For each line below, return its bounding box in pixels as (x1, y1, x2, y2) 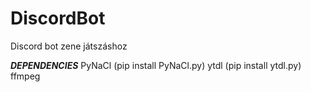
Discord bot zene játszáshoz (10, 40, 128, 52)
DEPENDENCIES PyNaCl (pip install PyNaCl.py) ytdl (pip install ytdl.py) (10, 59, 302, 71)
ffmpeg (10, 70, 41, 82)
